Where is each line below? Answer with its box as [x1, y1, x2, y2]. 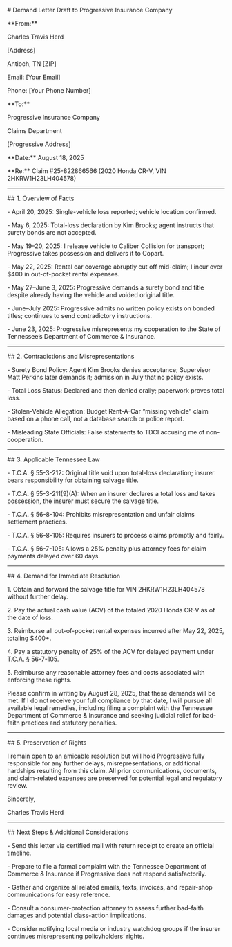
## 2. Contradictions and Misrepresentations [7, 353, 135, 360]
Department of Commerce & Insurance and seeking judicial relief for [7, 711, 202, 719]
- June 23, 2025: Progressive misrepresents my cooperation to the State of [7, 325, 221, 333]
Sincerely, [7, 795, 36, 803]
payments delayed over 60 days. [7, 552, 100, 560]
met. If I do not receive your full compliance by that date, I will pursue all [7, 696, 213, 705]
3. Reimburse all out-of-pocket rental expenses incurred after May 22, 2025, [7, 627, 224, 635]
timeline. [7, 849, 32, 857]
